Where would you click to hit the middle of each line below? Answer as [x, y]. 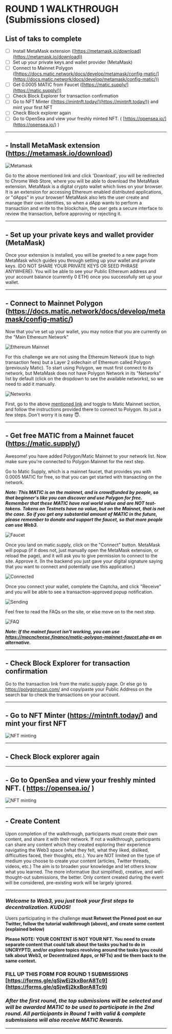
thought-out [18, 877]
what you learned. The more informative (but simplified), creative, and [79, 872]
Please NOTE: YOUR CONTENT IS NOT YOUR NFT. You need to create [80, 939]
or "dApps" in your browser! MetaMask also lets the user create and [77, 197]
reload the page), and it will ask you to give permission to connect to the [81, 555]
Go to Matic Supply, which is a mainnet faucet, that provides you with [78, 471]
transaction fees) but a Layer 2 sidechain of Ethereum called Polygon [78, 362]
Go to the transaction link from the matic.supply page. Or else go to [76, 684]
